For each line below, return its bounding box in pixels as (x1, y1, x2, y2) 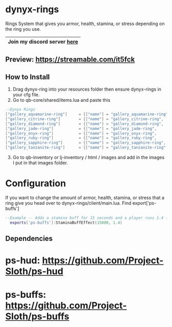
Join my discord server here (8, 38, 78, 45)
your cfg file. (12, 92, 40, 98)
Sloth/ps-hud (5, 266, 63, 277)
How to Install (5, 73, 50, 81)
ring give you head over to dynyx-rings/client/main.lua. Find (5, 200, 132, 206)
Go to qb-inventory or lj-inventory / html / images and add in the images (12, 155, 165, 161)
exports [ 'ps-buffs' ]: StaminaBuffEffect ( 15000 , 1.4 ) (10, 220, 123, 225)
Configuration (5, 178, 67, 189)
